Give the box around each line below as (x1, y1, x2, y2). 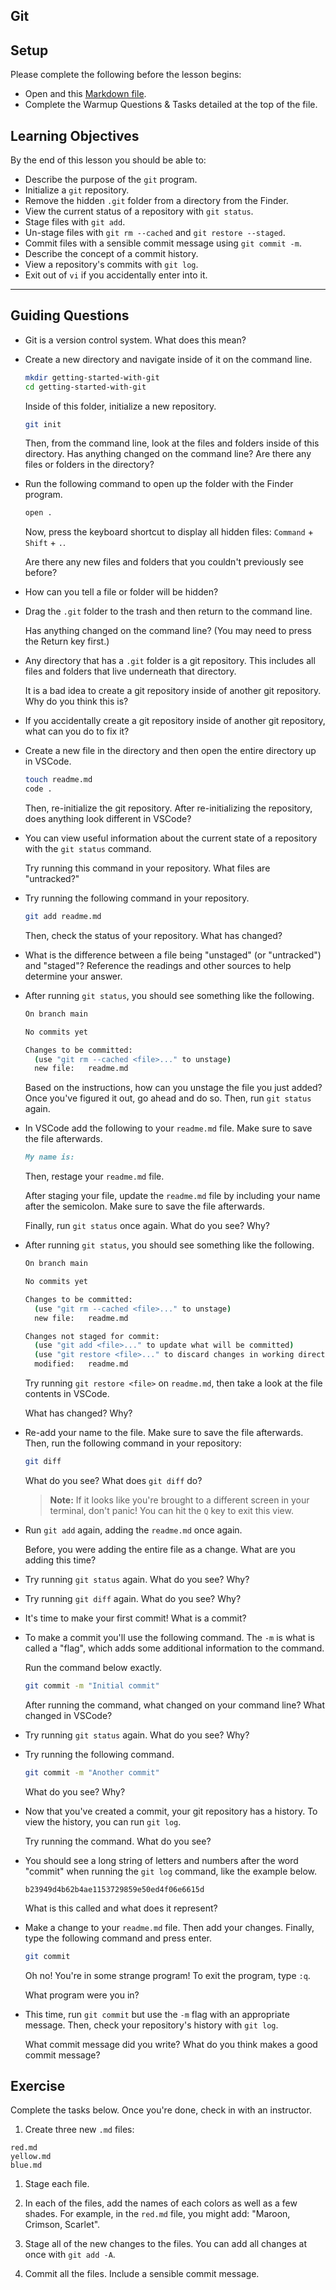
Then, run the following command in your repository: (24, 1437, 242, 1449)
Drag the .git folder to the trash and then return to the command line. (24, 605, 313, 618)
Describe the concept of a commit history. (24, 248, 199, 260)
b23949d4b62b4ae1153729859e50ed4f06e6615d (24, 1884, 205, 1894)
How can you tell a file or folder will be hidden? (24, 586, 219, 598)
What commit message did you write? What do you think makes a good (24, 2038, 318, 2050)
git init (24, 419, 62, 429)
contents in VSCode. (24, 1388, 110, 1400)
